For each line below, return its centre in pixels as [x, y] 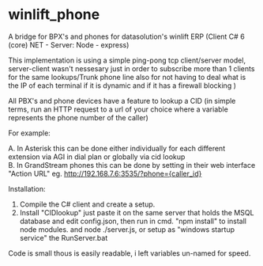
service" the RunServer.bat [64, 237]
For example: [30, 133]
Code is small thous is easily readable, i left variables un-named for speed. [130, 253]
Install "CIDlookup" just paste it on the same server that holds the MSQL [137, 212]
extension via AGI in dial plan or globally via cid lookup [97, 157]
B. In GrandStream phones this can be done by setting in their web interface [132, 165]
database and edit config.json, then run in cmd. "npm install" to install [133, 221]
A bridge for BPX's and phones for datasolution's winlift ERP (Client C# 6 [126, 36]
